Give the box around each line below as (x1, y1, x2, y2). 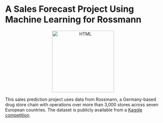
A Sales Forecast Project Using (5, 3, 134, 15)
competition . (5, 112, 31, 118)
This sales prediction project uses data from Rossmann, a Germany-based (5, 96, 157, 102)
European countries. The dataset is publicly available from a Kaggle (5, 107, 143, 113)
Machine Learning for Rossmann (5, 14, 142, 25)
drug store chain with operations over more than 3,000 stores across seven (5, 101, 159, 107)
